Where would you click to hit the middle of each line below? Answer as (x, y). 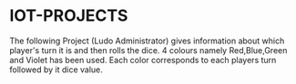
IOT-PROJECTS (69, 16)
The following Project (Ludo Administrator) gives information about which (147, 41)
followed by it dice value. (56, 70)
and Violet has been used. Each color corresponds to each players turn (143, 60)
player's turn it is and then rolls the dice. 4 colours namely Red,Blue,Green (148, 50)
